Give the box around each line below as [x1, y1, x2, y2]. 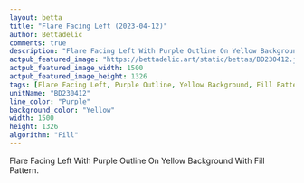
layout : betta [9, 13, 63, 23]
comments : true [9, 38, 67, 48]
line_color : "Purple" [9, 96, 91, 106]
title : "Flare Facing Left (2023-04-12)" [9, 22, 168, 31]
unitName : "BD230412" [9, 88, 91, 97]
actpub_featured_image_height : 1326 [9, 72, 147, 81]
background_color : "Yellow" [9, 105, 116, 114]
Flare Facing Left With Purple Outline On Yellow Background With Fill [9, 155, 265, 166]
